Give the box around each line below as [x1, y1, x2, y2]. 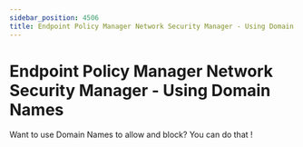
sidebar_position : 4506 [9, 13, 100, 23]
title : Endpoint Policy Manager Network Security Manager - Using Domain [9, 22, 295, 31]
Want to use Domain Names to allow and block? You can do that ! [9, 129, 253, 141]
